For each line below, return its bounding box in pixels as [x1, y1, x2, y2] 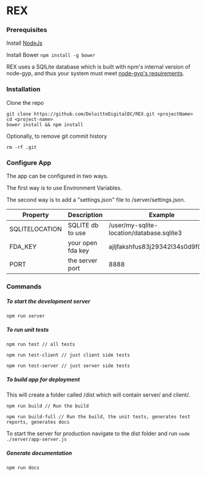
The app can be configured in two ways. [6, 172, 109, 180]
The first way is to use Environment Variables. [6, 185, 123, 192]
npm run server [6, 313, 45, 319]
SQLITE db [67, 221, 99, 230]
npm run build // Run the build [6, 403, 89, 409]
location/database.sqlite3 [109, 229, 182, 237]
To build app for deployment [6, 375, 80, 383]
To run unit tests [6, 326, 49, 333]
